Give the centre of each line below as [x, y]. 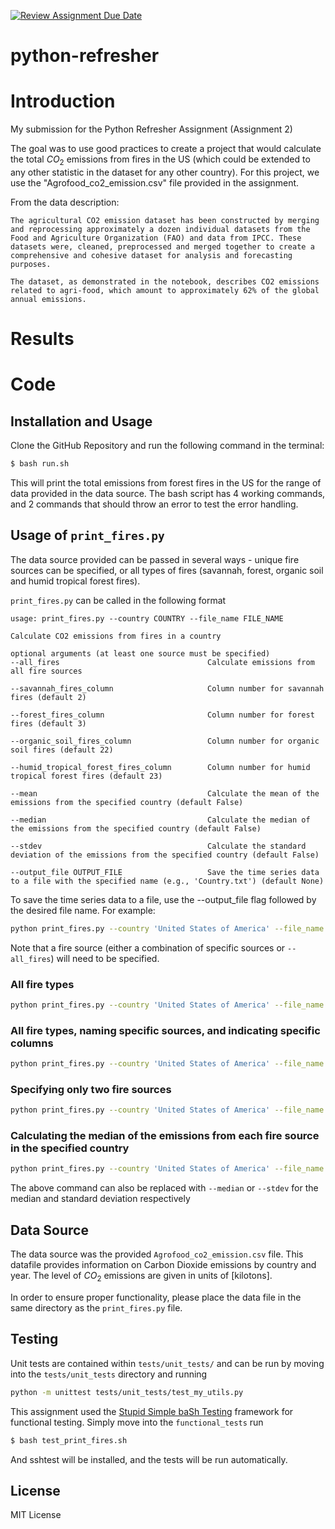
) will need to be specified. [105, 958]
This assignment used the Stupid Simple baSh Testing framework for [152, 1411]
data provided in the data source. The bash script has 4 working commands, [168, 493]
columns [32, 1043]
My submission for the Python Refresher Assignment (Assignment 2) [151, 129]
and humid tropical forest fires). [75, 581]
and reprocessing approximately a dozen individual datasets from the [160, 229]
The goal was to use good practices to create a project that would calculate [166, 149]
